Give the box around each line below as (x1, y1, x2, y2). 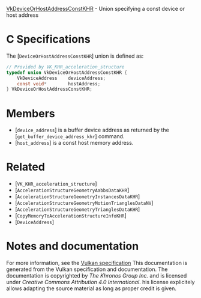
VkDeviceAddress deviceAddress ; (17, 75, 106, 81)
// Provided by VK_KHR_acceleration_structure (6, 64, 125, 70)
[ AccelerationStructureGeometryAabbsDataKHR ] (14, 186, 130, 194)
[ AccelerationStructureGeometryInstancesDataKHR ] (14, 193, 140, 200)
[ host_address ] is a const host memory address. (14, 139, 134, 147)
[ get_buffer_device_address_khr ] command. (14, 133, 125, 140)
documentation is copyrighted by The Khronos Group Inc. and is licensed (6, 272, 187, 279)
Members (6, 106, 55, 120)
